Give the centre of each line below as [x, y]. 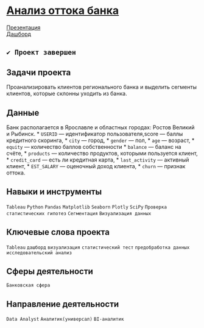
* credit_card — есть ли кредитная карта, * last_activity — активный [98, 160]
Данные [23, 112]
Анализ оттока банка [63, 11]
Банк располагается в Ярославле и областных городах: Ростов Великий [100, 127]
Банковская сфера [28, 285]
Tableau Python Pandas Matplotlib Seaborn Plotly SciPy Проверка [87, 207]
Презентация [23, 27]
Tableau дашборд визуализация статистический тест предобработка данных [98, 248]
